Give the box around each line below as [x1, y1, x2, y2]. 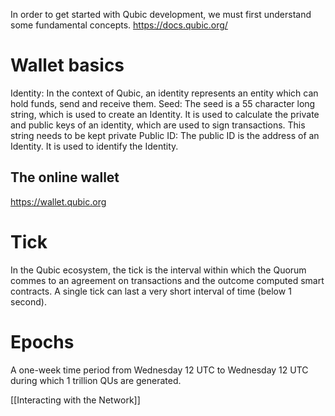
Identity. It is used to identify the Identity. [10, 140, 179, 152]
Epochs [10, 330, 75, 353]
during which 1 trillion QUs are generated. [10, 374, 182, 386]
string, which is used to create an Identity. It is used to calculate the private [10, 108, 320, 120]
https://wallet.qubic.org [10, 195, 107, 208]
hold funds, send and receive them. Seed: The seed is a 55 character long [10, 97, 316, 109]
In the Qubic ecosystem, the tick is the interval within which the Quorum [10, 264, 307, 276]
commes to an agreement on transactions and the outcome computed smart [10, 274, 325, 286]
